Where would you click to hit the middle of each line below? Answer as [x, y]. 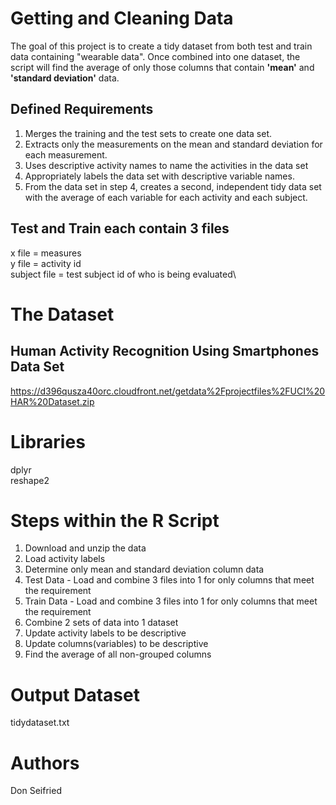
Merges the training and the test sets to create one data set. [148, 133]
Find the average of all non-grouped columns [118, 654]
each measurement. [66, 154]
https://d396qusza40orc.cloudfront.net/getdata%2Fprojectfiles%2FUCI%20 [168, 391]
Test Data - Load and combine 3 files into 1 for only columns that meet [169, 580]
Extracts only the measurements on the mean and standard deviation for [173, 144]
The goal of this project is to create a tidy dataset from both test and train [161, 46]
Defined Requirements [82, 109]
